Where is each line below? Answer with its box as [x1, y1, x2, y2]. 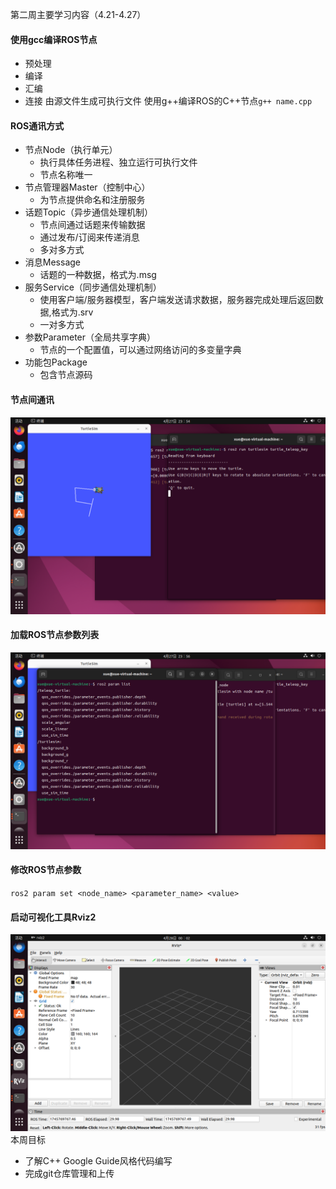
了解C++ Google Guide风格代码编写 [24, 1155, 173, 1167]
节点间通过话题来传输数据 [39, 219, 146, 231]
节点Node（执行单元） [24, 144, 118, 156]
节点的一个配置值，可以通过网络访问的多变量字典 [39, 344, 242, 356]
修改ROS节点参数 [10, 864, 82, 876]
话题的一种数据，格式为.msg [39, 269, 157, 281]
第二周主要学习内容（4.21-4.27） [10, 9, 147, 20]
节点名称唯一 [39, 169, 93, 181]
